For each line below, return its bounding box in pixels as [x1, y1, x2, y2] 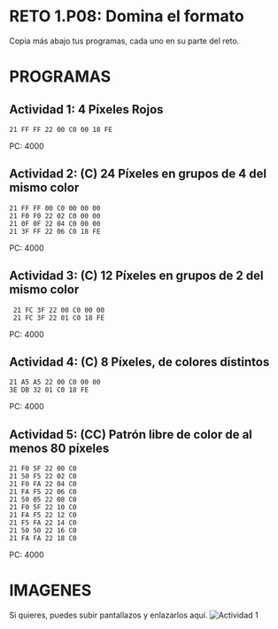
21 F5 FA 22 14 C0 [9, 518, 77, 528]
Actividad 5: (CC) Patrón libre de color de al [9, 427, 252, 442]
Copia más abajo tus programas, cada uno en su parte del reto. [9, 35, 240, 46]
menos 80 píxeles [9, 440, 110, 455]
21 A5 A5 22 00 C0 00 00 [9, 378, 101, 387]
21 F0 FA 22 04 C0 [9, 480, 77, 489]
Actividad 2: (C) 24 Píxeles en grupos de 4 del [9, 167, 267, 182]
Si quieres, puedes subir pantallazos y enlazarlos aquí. [9, 610, 208, 621]
